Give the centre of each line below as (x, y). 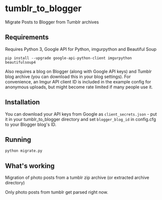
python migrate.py (24, 151)
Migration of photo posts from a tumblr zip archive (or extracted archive (77, 178)
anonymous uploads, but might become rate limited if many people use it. (79, 87)
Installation (22, 102)
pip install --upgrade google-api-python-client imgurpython (69, 58)
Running (18, 140)
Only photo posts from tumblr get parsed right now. (57, 192)
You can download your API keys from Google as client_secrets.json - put (81, 114)
